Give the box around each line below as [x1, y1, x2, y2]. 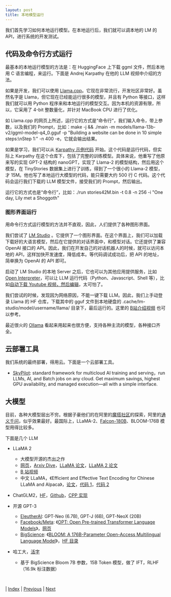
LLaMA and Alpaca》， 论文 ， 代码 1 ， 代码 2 [20, 481, 109, 487]
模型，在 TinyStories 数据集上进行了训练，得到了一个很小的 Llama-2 [5, 166, 149, 172]
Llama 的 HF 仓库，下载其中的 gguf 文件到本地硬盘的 [11, 298, 122, 304]
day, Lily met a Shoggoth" [5, 195, 60, 201]
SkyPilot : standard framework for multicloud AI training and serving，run [12, 370, 165, 376]
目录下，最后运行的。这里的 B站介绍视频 [71, 304, 156, 311]
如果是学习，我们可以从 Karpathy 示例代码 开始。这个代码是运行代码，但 [5, 146, 158, 153]
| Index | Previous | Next [5, 586, 56, 592]
